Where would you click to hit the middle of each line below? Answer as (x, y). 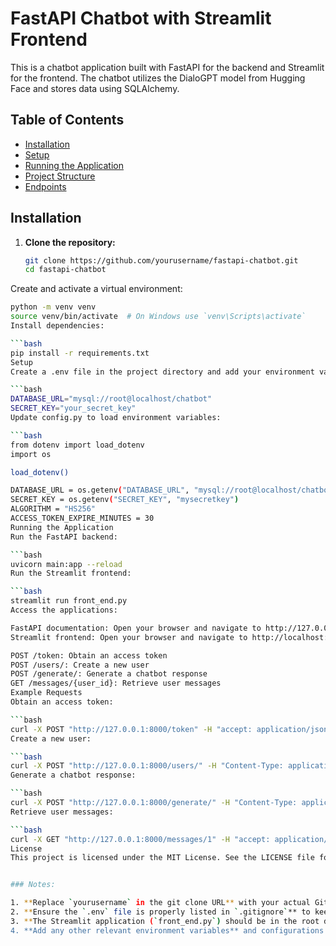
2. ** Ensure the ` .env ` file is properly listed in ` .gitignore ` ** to (160, 912)
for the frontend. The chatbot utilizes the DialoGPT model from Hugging (158, 78)
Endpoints (45, 186)
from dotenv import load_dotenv (77, 445)
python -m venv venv (53, 307)
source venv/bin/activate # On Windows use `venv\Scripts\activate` (158, 317)
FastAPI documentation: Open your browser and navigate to (136, 628)
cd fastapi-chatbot (65, 270)
